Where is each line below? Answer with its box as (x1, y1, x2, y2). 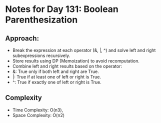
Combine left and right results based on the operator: (12, 63, 122, 69)
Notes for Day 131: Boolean (5, 3, 119, 15)
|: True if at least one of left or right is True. (12, 74, 101, 79)
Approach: (5, 34, 39, 42)
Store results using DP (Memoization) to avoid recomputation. (12, 58, 140, 63)
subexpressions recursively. (12, 52, 70, 58)
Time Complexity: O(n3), (12, 106, 63, 113)
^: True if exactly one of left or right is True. (12, 79, 101, 85)
